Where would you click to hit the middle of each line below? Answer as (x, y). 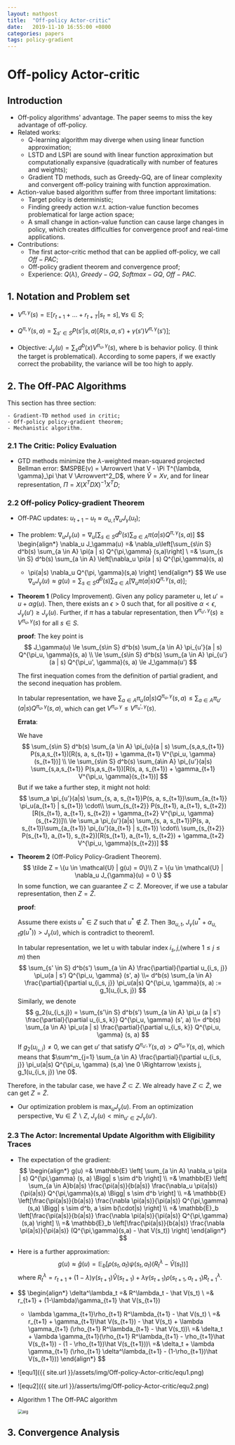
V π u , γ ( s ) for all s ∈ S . (48, 622)
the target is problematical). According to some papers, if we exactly (116, 356)
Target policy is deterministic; (70, 200)
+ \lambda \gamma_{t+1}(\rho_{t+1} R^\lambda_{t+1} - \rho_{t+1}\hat (126, 1336)
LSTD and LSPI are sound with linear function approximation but (121, 155)
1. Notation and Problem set (69, 296)
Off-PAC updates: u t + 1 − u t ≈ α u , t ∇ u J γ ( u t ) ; (79, 519)
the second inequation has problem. (69, 683)
